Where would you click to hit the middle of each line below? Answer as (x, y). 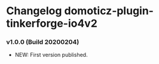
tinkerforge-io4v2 (52, 23)
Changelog (34, 11)
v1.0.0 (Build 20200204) (43, 42)
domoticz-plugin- (109, 11)
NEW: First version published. (51, 55)
